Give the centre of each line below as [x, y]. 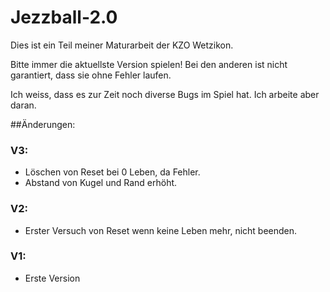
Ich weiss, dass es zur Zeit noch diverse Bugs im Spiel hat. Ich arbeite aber [165, 94]
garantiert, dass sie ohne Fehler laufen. [91, 75]
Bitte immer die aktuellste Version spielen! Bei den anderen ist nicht [149, 64]
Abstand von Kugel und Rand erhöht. [101, 183]
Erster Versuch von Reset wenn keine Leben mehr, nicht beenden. [161, 230]
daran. [23, 105]
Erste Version [52, 278]
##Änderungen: [43, 124]
